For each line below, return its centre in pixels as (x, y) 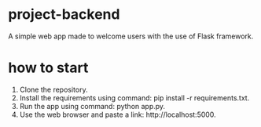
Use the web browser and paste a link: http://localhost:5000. (118, 114)
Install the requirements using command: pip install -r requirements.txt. (134, 98)
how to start (48, 68)
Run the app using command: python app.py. (92, 106)
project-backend (64, 15)
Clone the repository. (53, 89)
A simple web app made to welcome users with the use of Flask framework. (131, 36)
